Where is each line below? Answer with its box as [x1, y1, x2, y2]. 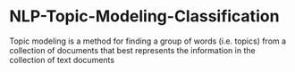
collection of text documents [9, 54, 114, 65]
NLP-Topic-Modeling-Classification [9, 6, 280, 27]
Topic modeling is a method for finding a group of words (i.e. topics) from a [9, 36, 287, 46]
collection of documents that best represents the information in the [9, 44, 257, 55]
